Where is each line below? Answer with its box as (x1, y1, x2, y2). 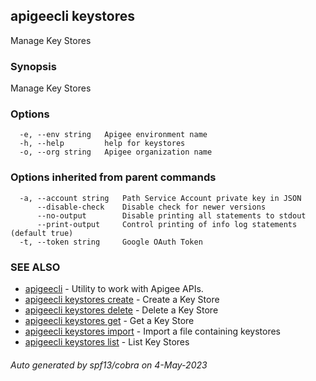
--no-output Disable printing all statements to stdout (36, 210, 307, 221)
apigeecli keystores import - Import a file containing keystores (24, 325, 281, 337)
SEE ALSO (10, 260, 61, 274)
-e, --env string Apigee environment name (19, 130, 208, 140)
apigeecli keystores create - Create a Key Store (24, 294, 220, 305)
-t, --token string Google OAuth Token (19, 237, 203, 247)
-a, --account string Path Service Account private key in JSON (19, 193, 302, 203)
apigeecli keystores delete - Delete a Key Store (24, 304, 219, 316)
